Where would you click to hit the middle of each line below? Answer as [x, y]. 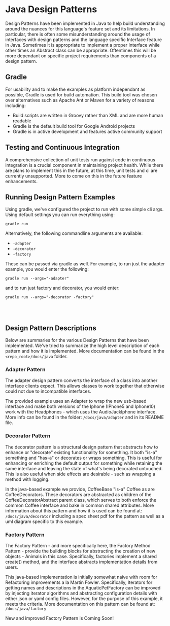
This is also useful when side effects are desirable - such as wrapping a [80, 474]
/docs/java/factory [26, 609]
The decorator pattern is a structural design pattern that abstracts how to [82, 447]
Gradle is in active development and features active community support [87, 131]
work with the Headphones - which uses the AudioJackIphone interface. [81, 412]
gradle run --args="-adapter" [37, 279]
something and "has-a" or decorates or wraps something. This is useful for [84, 458]
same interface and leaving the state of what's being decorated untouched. [84, 468]
